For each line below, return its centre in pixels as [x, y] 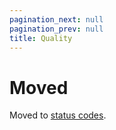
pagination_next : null [56, 19]
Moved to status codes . [58, 115]
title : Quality [41, 38]
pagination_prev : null [56, 29]
